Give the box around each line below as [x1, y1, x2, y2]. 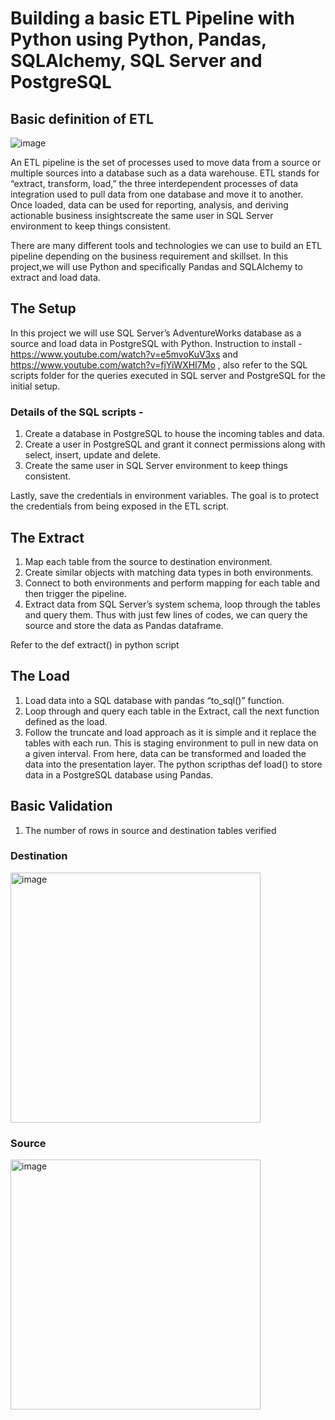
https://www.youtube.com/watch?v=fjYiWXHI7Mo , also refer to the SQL [10, 358, 308, 371]
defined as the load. [24, 715, 108, 727]
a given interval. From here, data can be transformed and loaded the [24, 747, 307, 759]
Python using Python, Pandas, [10, 28, 267, 51]
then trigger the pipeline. [24, 587, 127, 599]
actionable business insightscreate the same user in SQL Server [10, 210, 274, 221]
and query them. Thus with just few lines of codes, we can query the [24, 608, 308, 621]
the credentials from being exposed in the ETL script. [10, 500, 230, 512]
